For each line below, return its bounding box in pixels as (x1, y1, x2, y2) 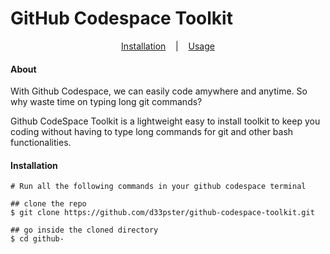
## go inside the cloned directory (10, 225, 159, 236)
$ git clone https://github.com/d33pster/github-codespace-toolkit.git (10, 208, 315, 218)
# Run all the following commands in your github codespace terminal (10, 182, 307, 192)
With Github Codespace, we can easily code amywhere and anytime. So (10, 85, 308, 97)
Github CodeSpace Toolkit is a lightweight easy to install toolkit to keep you (10, 115, 321, 127)
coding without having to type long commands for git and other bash (10, 126, 294, 138)
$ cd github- (10, 234, 65, 244)
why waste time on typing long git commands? (10, 96, 203, 108)
